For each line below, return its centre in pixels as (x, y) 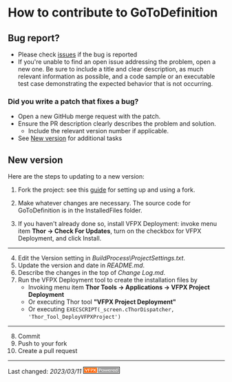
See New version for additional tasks (70, 138)
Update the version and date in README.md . (81, 265)
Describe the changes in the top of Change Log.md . (92, 273)
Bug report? (34, 38)
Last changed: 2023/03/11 (45, 372)
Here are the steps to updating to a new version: (76, 177)
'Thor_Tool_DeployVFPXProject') (74, 317)
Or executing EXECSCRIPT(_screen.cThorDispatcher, (101, 309)
